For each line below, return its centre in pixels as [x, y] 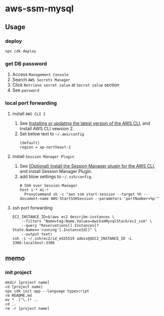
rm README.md [19, 296]
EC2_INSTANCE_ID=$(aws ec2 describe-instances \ [63, 217]
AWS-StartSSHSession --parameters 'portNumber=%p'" [105, 199]
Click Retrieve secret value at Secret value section [66, 85]
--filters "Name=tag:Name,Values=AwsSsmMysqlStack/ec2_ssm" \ [87, 221]
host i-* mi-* [34, 190]
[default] [30, 143]
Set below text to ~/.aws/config [52, 134]
